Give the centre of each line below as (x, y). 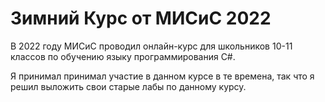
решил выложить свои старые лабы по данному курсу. (128, 86)
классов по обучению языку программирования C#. (123, 56)
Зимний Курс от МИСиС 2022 (141, 18)
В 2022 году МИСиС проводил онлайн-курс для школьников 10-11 (151, 46)
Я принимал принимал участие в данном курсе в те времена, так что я (162, 76)
